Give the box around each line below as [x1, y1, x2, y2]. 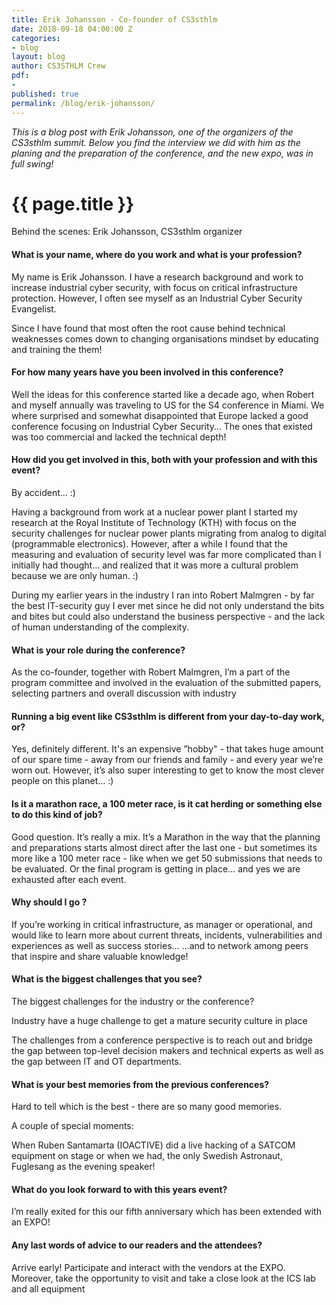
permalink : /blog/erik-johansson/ [11, 98, 156, 108]
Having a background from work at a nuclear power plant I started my [11, 506, 298, 518]
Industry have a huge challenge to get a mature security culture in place [11, 1015, 308, 1027]
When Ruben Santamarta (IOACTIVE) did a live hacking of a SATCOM [11, 1139, 296, 1151]
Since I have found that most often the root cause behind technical [11, 322, 286, 334]
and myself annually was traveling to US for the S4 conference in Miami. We [11, 399, 325, 411]
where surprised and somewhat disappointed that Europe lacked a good [11, 409, 309, 421]
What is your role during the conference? [11, 644, 186, 656]
